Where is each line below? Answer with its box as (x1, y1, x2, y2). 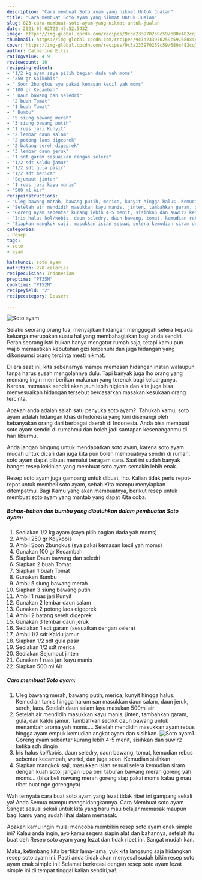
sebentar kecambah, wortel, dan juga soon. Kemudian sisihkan (15, 755, 171, 762)
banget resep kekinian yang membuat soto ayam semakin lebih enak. (7, 463, 177, 470)
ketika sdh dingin (15, 743, 58, 750)
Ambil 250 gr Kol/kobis (15, 535, 73, 543)
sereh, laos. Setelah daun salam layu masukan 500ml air (15, 704, 155, 711)
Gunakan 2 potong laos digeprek (15, 605, 97, 612)
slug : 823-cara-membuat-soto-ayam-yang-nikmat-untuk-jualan (7, 20, 161, 26)
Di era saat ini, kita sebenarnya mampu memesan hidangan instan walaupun (7, 364, 195, 371)
